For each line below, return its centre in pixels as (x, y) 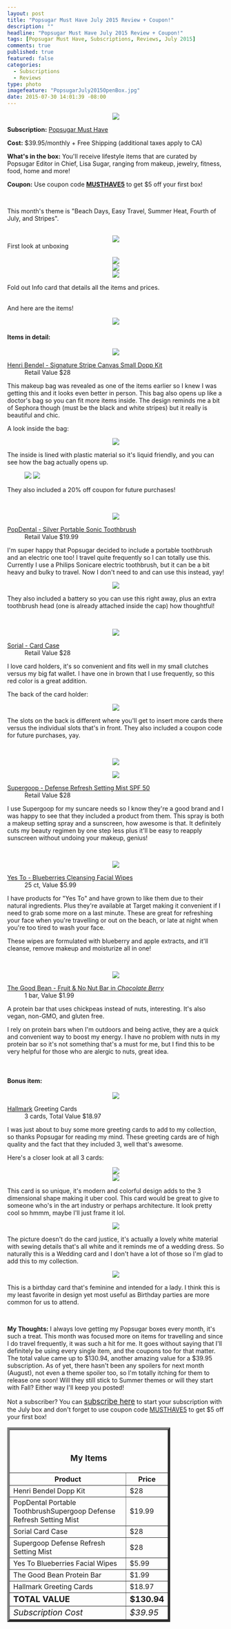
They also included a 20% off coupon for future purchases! (91, 490)
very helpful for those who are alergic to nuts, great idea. (88, 1052)
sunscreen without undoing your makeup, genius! (78, 838)
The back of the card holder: (48, 694)
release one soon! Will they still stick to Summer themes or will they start (110, 1381)
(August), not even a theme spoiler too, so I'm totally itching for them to (109, 1373)
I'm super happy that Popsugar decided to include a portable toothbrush (110, 550)
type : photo (24, 84)
